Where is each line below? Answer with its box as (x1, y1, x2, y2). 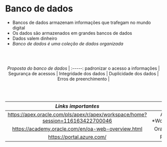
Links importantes (55, 103, 99, 110)
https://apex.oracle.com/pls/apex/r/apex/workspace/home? (7, 111, 147, 118)
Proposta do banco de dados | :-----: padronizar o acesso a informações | (7, 65, 160, 71)
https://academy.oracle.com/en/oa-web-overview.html (12, 125, 143, 132)
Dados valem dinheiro (12, 35, 57, 41)
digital (12, 24, 25, 30)
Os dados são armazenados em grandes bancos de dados (12, 30, 133, 36)
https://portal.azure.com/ (48, 133, 107, 140)
